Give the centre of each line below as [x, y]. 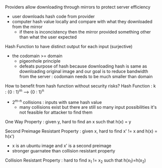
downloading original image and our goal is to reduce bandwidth [84, 71]
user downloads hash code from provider [53, 16]
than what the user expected [48, 37]
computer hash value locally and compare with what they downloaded [82, 22]
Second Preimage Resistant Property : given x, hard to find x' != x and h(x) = [81, 131]
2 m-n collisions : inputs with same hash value [57, 101]
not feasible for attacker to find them [56, 112]
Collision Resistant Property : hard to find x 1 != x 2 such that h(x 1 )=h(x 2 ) [76, 161]
